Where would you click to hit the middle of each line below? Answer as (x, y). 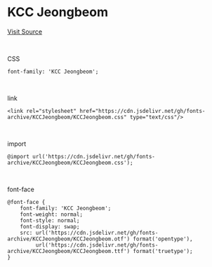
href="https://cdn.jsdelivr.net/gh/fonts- (143, 111)
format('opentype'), (163, 239)
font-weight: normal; (51, 214)
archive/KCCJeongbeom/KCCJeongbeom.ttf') (69, 251)
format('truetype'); (163, 251)
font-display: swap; (50, 226)
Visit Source (25, 32)
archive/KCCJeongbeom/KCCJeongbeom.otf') (69, 239)
